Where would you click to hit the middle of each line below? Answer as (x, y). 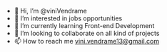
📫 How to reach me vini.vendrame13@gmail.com (86, 41)
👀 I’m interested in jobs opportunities (68, 18)
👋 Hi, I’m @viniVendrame (50, 11)
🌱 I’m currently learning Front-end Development (84, 26)
